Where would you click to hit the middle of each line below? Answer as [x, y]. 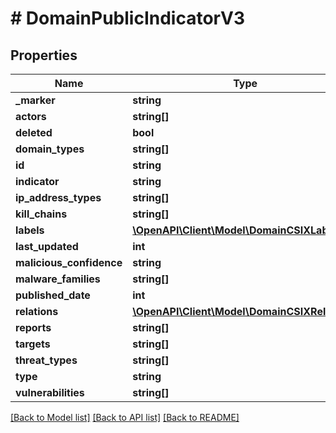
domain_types [50, 149]
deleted [34, 132]
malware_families [58, 279]
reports [33, 327]
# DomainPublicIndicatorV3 [127, 18]
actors [31, 116]
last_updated [47, 246]
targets [33, 344]
